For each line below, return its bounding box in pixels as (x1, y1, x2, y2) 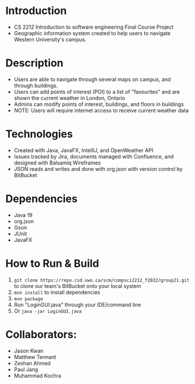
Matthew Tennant (13, 353, 57, 361)
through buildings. (13, 82, 58, 89)
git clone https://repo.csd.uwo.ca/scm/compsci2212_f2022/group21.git (13, 277, 190, 283)
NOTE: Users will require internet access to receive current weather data (13, 107, 189, 114)
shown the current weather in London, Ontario (13, 94, 126, 101)
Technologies (5, 128, 74, 141)
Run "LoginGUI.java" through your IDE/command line (13, 301, 141, 308)
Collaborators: (5, 328, 77, 341)
